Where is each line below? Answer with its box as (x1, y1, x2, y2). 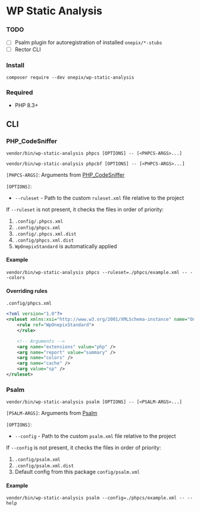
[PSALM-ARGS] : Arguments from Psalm (6, 410, 98, 417)
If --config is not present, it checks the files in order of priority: (6, 444, 161, 451)
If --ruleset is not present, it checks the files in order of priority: (6, 205, 164, 213)
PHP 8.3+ (14, 102, 39, 109)
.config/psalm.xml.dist (14, 463, 74, 469)
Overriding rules (6, 287, 48, 294)
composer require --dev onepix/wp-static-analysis (6, 74, 135, 80)
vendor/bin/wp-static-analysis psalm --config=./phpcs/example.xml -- (6, 495, 185, 501)
